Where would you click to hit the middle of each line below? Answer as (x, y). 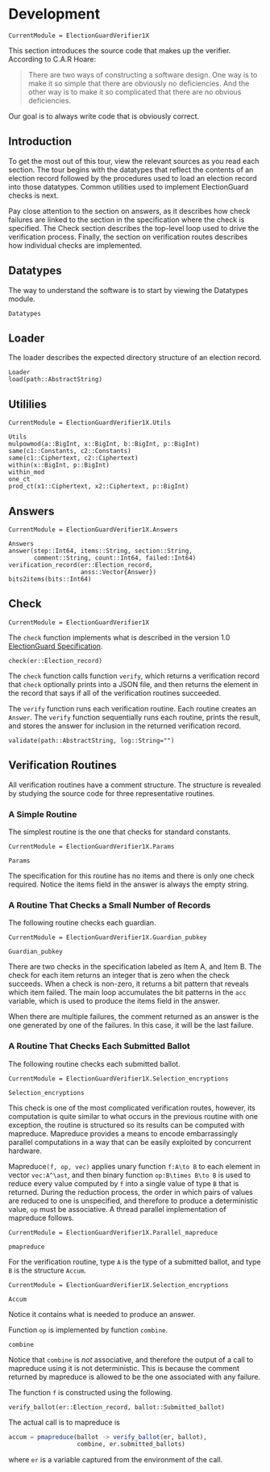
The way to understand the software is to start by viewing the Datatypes (128, 290)
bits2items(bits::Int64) (50, 579)
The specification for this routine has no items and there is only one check (132, 875)
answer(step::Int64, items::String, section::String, (101, 551)
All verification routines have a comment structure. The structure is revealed (135, 785)
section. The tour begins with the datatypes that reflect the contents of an (131, 170)
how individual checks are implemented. (75, 245)
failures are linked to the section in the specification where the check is (127, 220)
